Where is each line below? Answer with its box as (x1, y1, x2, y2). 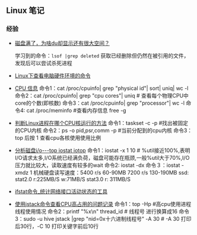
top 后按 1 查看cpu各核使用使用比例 (14, 134, 101, 141)
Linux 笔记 (6, 5, 45, 16)
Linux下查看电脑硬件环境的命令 (14, 72, 91, 79)
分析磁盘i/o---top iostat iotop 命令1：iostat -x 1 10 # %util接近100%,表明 (14, 147, 190, 154)
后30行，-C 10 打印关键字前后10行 (14, 223, 99, 230)
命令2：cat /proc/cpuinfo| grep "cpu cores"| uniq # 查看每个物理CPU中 (14, 92, 189, 99)
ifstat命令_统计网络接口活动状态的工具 (14, 188, 108, 195)
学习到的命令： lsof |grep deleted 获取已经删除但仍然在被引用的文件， (14, 52, 189, 59)
